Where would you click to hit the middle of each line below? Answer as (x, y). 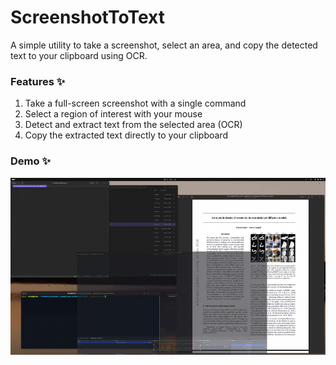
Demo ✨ (30, 161)
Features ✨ (38, 81)
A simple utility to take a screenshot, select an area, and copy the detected (164, 45)
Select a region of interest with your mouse (113, 114)
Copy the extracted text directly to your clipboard (126, 135)
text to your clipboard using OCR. (79, 55)
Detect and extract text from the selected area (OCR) (133, 125)
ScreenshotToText (87, 17)
